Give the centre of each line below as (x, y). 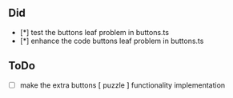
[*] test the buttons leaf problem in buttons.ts (94, 32)
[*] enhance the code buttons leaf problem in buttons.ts (112, 41)
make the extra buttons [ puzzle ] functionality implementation (123, 85)
